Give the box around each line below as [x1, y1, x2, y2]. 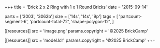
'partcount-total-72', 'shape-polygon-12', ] [29, 19, 114, 24]
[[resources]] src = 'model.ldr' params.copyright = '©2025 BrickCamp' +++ [4, 37, 156, 43]
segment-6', [4, 19, 29, 24]
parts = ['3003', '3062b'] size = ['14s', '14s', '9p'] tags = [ [4, 14, 118, 19]
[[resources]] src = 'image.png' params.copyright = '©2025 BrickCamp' [4, 28, 148, 33]
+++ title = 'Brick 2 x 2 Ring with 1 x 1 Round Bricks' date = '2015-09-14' [4, 4, 148, 10]
